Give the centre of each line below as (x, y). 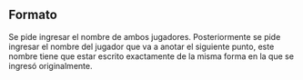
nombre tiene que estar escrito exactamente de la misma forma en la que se (151, 56)
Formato (33, 15)
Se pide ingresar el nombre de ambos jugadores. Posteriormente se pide (145, 36)
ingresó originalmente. (50, 65)
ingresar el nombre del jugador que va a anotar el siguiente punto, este (141, 46)
